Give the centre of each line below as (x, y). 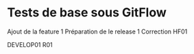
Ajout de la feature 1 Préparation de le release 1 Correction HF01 (97, 31)
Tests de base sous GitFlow (87, 13)
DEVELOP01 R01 (30, 44)
